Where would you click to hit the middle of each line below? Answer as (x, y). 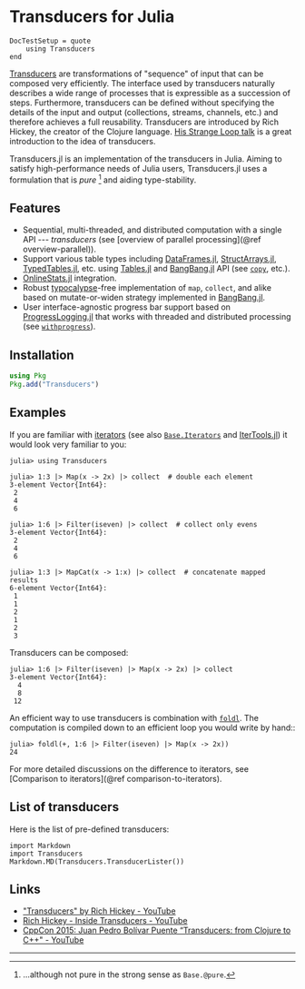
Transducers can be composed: (69, 652)
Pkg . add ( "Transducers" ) (54, 385)
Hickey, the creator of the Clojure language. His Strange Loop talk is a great (151, 131)
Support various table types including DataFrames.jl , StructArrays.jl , (149, 259)
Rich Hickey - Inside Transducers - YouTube (105, 921)
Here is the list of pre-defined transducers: (89, 829)
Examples (38, 413)
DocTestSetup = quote (50, 41)
